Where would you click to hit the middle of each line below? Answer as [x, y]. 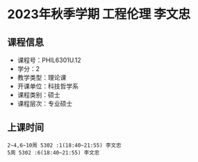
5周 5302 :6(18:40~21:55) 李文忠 [53, 153]
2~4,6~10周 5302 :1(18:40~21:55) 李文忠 [64, 145]
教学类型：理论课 [42, 78]
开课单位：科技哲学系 [48, 86]
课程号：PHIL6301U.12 [49, 60]
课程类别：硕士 [39, 95]
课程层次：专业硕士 [45, 104]
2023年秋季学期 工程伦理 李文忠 [99, 14]
